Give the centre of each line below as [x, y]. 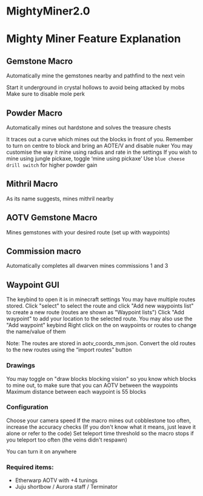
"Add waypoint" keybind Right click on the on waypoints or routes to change [101, 325]
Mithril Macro [32, 184]
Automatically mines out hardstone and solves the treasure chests [89, 127]
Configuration [27, 407]
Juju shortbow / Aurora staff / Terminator [66, 487]
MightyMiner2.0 [48, 11]
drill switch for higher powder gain [52, 165]
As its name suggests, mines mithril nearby [60, 199]
